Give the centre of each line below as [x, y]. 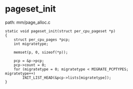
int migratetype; [31, 44]
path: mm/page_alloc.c [28, 22]
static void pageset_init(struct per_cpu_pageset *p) [60, 31]
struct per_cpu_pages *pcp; [42, 40]
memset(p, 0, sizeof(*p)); [41, 52]
